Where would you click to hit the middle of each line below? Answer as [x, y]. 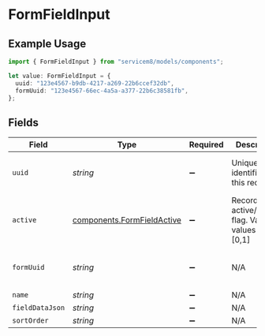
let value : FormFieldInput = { [60, 76]
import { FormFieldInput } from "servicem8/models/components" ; [116, 62]
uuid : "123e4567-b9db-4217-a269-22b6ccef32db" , [95, 83]
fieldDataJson [39, 308]
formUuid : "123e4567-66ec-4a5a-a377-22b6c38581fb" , [102, 91]
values [244, 230]
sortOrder [30, 321]
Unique [245, 163]
